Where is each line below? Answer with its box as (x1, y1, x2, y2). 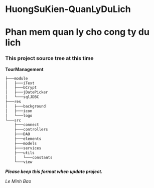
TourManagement (5, 66, 44, 72)
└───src (5, 117, 22, 123)
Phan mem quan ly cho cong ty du (5, 26, 149, 38)
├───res (5, 99, 22, 104)
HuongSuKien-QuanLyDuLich (5, 3, 131, 15)
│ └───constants (14, 155, 53, 160)
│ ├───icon (5, 108, 33, 113)
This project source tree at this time (5, 55, 94, 62)
